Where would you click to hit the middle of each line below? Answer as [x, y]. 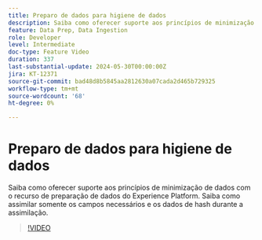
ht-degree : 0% [31, 103]
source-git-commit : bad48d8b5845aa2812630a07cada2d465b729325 [112, 81]
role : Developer [35, 37]
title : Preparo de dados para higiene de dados [87, 15]
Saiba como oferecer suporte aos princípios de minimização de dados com [129, 188]
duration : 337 [31, 60]
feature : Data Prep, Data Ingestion [68, 30]
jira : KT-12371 [33, 74]
